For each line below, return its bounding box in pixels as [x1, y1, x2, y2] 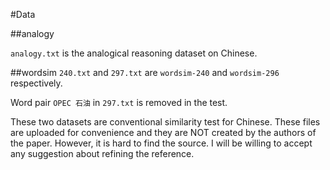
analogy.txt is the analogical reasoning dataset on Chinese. [10, 47, 258, 59]
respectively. [10, 77, 63, 89]
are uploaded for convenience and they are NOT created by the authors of [10, 127, 317, 138]
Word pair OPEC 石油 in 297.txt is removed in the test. [10, 97, 228, 108]
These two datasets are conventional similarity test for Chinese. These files [10, 116, 321, 128]
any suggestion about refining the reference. [10, 148, 195, 159]
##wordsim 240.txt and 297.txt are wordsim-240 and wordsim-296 [10, 67, 280, 78]
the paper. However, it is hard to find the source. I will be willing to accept [10, 137, 313, 149]
